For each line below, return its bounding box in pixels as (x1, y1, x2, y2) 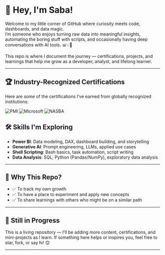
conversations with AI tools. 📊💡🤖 (5, 42, 73, 48)
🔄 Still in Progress (5, 216, 60, 225)
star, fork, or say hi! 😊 (5, 240, 50, 246)
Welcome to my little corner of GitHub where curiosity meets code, (5, 21, 140, 27)
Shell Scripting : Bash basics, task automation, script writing (12, 149, 134, 155)
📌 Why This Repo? (5, 173, 62, 181)
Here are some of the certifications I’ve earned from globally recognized (5, 93, 151, 99)
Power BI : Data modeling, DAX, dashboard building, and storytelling (12, 139, 149, 144)
